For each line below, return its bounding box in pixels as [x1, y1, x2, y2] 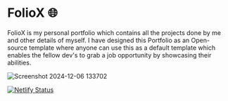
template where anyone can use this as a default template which [29, 43, 216, 52]
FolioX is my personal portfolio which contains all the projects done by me [7, 28, 222, 36]
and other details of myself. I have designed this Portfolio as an [7, 36, 190, 44]
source [7, 43, 28, 52]
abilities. [7, 58, 32, 67]
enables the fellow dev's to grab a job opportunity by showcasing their [7, 50, 212, 59]
